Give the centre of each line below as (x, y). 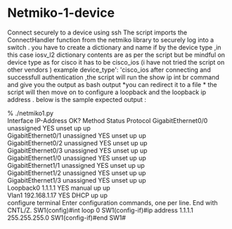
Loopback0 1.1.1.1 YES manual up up (59, 188)
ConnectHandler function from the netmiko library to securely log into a (111, 39)
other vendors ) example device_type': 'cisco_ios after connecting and (109, 70)
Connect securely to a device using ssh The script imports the (97, 32)
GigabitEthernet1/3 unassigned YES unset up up (77, 180)
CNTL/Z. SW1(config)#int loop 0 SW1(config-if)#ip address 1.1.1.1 (100, 210)
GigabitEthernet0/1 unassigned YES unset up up (77, 136)
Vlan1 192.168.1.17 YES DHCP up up (57, 195)
